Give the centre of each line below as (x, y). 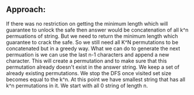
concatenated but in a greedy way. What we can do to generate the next (93, 48)
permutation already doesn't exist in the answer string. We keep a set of (93, 67)
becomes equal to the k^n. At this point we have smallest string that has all (96, 79)
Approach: (26, 10)
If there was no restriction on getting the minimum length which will (87, 23)
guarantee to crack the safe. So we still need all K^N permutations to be (92, 42)
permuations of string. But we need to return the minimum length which (92, 36)
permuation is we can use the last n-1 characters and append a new (88, 54)
